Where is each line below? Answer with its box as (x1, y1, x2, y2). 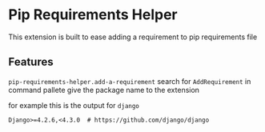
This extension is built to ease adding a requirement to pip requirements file (8, 32, 258, 42)
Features (8, 55, 54, 69)
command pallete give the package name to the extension (8, 85, 200, 94)
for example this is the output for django (8, 100, 140, 110)
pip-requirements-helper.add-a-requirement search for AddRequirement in (8, 76, 251, 86)
